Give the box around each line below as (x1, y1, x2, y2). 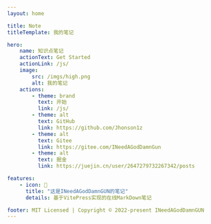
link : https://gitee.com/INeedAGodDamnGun (37, 144, 162, 150)
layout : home (7, 10, 45, 17)
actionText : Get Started (19, 54, 91, 61)
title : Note (7, 22, 41, 30)
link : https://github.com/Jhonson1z (37, 124, 143, 131)
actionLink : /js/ (19, 60, 69, 67)
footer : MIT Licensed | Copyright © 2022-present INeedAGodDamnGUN (7, 207, 205, 214)
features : (7, 175, 36, 182)
